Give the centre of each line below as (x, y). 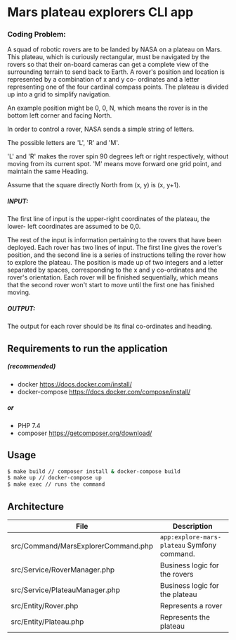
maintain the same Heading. (48, 171)
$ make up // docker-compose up (54, 478)
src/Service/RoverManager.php (63, 570)
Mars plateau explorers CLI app (100, 12)
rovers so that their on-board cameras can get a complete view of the (108, 65)
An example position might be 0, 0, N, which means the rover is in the (108, 108)
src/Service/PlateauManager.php (66, 590)
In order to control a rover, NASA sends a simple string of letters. (101, 129)
